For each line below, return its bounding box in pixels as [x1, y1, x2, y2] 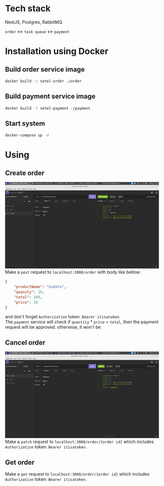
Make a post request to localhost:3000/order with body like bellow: [5, 269, 141, 275]
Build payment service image [5, 92, 96, 101]
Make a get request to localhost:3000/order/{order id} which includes [5, 471, 150, 477]
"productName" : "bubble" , [14, 285, 67, 289]
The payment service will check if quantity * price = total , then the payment [5, 319, 159, 325]
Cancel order [5, 338, 45, 347]
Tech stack [5, 3, 51, 14]
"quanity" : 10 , [14, 289, 45, 294]
